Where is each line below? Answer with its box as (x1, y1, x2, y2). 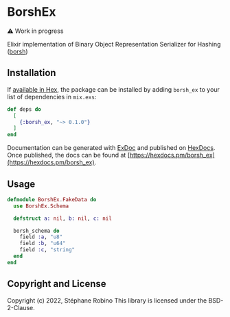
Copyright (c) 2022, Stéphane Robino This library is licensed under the (7, 296, 207, 305)
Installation (7, 67, 56, 79)
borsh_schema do (13, 227, 60, 234)
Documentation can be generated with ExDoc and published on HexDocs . (7, 144, 216, 152)
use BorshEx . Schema (13, 203, 69, 210)
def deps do (7, 105, 41, 113)
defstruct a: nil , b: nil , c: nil (13, 215, 112, 222)
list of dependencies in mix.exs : (7, 92, 97, 101)
